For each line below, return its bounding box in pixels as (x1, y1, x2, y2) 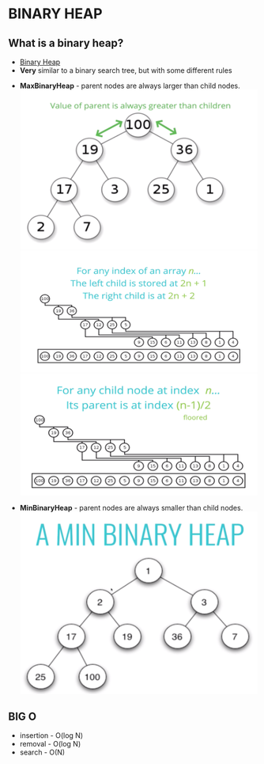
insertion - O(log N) (19, 731, 84, 740)
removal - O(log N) (19, 739, 81, 749)
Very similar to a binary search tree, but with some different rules (19, 66, 232, 75)
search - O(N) (19, 747, 66, 757)
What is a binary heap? (8, 36, 124, 50)
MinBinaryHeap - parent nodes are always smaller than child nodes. (19, 503, 243, 512)
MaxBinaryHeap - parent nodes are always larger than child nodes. (19, 81, 240, 90)
